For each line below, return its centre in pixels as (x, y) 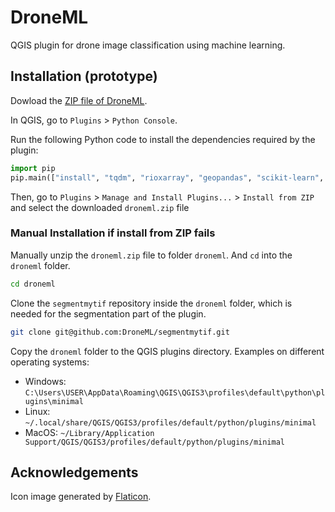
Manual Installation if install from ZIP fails (113, 233)
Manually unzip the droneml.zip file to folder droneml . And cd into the (151, 255)
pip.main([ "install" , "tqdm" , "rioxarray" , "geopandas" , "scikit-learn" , (167, 177)
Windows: (45, 381)
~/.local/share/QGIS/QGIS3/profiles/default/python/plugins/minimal (170, 422)
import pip (33, 168)
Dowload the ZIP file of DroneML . (79, 100)
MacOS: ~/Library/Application (89, 432)
